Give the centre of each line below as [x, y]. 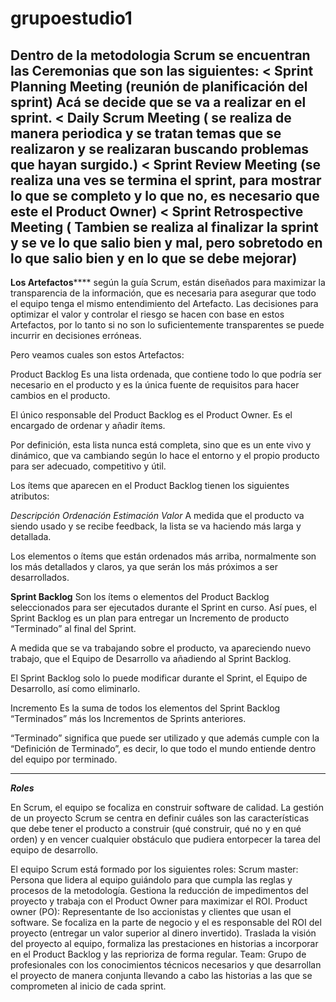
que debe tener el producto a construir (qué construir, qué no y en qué [156, 828]
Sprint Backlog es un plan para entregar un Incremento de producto [150, 618]
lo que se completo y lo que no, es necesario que [165, 195]
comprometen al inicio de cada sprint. [88, 986]
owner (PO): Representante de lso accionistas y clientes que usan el [151, 911]
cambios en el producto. [60, 395]
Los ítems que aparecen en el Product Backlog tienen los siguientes [150, 485]
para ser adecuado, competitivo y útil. [88, 466]
